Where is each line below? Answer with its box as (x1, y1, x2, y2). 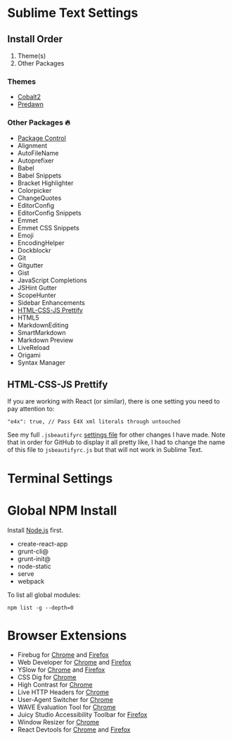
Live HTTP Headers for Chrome (17, 688, 109, 696)
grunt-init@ (17, 554, 51, 563)
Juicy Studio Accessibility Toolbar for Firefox (17, 710, 148, 719)
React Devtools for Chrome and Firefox (17, 725, 131, 734)
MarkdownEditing (17, 320, 69, 329)
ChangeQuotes (17, 194, 62, 202)
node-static (17, 562, 51, 570)
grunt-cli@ (17, 547, 49, 556)
